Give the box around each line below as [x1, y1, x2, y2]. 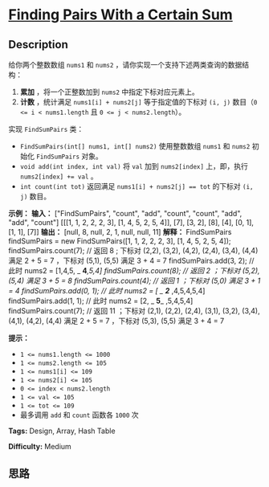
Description [8, 38, 68, 51]
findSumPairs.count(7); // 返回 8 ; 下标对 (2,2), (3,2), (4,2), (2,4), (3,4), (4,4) [8, 246, 259, 255]
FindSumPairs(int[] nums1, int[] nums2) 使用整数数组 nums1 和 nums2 [19, 141, 251, 150]
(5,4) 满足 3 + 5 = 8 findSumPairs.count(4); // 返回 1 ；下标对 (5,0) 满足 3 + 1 [8, 276, 261, 285]
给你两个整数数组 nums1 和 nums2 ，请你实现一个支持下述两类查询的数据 [8, 60, 243, 69]
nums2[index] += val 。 [19, 171, 98, 181]
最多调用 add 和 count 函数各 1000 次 [19, 410, 139, 419]
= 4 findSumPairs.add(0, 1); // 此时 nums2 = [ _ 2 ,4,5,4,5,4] [8, 286, 206, 295]
